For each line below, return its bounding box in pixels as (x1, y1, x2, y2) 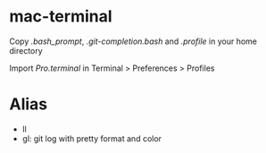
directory (9, 45, 43, 55)
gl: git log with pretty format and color (21, 132, 162, 144)
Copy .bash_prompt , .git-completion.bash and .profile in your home (9, 36, 257, 47)
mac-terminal (9, 6, 113, 27)
